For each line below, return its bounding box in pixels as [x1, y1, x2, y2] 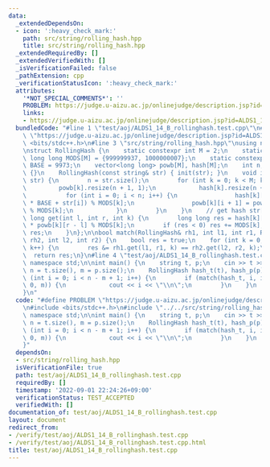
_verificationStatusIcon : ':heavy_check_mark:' [15, 79, 178, 87]
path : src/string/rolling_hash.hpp [22, 34, 142, 43]
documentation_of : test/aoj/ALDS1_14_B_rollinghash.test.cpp [8, 408, 218, 417]
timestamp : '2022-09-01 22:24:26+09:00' [15, 386, 153, 395]
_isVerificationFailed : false [15, 64, 117, 72]
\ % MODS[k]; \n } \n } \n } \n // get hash [22, 206, 247, 214]
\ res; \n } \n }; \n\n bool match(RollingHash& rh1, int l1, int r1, [22, 229, 257, 238]
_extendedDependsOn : [15, 19, 84, 27]
